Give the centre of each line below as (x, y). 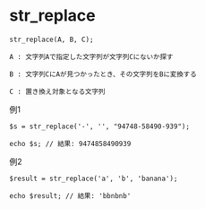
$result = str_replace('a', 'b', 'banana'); (94, 179)
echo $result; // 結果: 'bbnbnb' (70, 196)
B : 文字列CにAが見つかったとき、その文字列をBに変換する (103, 74)
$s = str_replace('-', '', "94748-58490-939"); (100, 126)
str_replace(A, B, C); (51, 39)
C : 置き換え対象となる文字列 (57, 91)
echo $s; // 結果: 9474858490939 (70, 144)
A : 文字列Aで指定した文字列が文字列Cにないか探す (91, 57)
